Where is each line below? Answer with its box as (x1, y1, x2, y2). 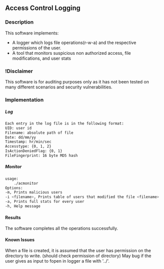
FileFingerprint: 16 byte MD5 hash (5, 153, 78, 158)
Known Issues (5, 236, 35, 242)
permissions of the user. (12, 44, 61, 51)
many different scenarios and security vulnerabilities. (5, 84, 113, 90)
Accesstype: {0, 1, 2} (5, 144, 52, 149)
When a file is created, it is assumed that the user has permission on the (5, 248, 151, 254)
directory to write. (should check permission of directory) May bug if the (5, 253, 151, 259)
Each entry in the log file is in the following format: (5, 121, 124, 126)
